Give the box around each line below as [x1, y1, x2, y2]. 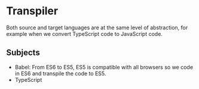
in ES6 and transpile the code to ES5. [14, 70, 106, 77]
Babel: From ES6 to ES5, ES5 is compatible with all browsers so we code [14, 63, 193, 70]
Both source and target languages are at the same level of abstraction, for [6, 24, 188, 31]
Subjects [6, 48, 40, 58]
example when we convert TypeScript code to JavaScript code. [6, 30, 163, 37]
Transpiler [6, 4, 59, 18]
